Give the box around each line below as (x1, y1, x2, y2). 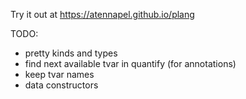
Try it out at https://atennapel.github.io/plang (10, 9, 195, 20)
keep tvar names (24, 69, 95, 80)
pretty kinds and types (24, 47, 118, 59)
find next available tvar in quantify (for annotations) (24, 58, 237, 69)
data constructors (24, 79, 99, 91)
